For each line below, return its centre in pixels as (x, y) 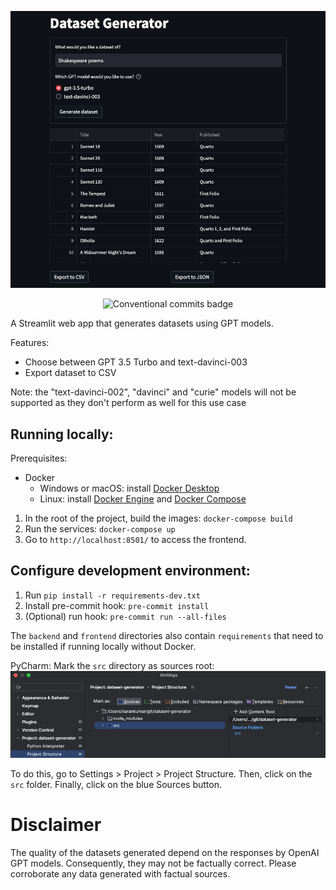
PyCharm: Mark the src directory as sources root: (112, 665)
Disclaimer (56, 825)
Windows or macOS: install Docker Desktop (129, 488)
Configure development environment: (130, 571)
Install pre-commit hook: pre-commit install (117, 605)
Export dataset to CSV (70, 373)
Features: (30, 343)
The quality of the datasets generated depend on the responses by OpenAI (165, 852)
